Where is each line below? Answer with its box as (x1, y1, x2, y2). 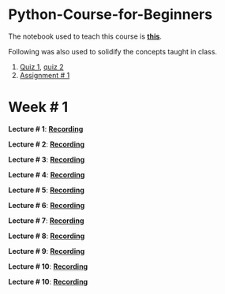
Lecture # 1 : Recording (8, 124, 84, 133)
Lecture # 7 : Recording (8, 215, 84, 225)
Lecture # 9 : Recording (8, 246, 85, 255)
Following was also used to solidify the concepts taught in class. (8, 47, 217, 56)
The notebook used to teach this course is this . (8, 32, 162, 41)
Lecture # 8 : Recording (8, 231, 85, 240)
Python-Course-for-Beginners (8, 6, 213, 24)
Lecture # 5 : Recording (8, 185, 85, 195)
